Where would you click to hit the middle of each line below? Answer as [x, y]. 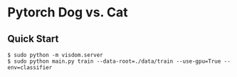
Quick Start [33, 39]
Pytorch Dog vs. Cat [68, 12]
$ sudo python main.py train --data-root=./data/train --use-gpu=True [114, 61]
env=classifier [30, 68]
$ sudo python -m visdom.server [55, 55]
